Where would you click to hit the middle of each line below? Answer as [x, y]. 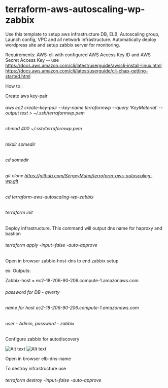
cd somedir [17, 160]
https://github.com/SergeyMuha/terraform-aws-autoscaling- [89, 175]
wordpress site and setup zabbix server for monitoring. [63, 45]
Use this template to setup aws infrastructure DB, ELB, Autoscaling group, [82, 34]
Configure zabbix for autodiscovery [42, 339]
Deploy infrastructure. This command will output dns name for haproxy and [84, 228]
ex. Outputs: [18, 270]
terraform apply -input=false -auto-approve [51, 245]
